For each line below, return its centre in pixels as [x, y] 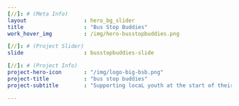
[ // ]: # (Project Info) [43, 66]
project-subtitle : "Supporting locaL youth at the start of [111, 86]
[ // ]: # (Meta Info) [38, 14]
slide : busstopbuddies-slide [81, 53]
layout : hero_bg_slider [71, 20]
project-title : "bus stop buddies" [78, 78]
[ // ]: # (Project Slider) [46, 47]
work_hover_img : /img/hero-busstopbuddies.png [94, 34]
